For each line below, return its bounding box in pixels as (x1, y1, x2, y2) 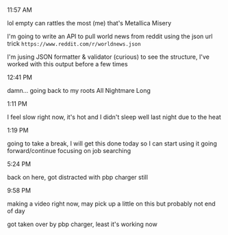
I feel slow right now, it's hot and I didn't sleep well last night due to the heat (7, 113, 221, 121)
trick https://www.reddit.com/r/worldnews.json (7, 40, 142, 47)
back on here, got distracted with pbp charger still (7, 174, 149, 181)
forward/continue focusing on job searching (7, 147, 131, 154)
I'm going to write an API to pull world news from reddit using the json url (7, 32, 213, 40)
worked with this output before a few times (7, 60, 128, 68)
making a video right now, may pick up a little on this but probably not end (7, 199, 216, 208)
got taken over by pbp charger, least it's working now (7, 220, 157, 228)
